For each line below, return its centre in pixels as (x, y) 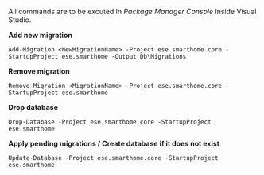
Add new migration (41, 35)
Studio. (20, 20)
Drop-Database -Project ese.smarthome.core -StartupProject (110, 122)
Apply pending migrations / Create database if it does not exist (114, 143)
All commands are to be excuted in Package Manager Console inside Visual (132, 11)
